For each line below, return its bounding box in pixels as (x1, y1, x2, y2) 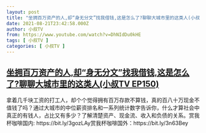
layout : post (6, 9, 40, 15)
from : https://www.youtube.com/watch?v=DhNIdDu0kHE (6, 32, 141, 38)
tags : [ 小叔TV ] (6, 37, 49, 44)
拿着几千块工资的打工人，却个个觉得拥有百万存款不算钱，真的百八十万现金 (6, 96, 194, 104)
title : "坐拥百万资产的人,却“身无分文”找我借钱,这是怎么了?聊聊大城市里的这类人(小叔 (6, 15, 200, 21)
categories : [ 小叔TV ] (6, 44, 66, 50)
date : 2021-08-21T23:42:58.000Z (6, 20, 89, 26)
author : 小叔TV (6, 26, 44, 32)
